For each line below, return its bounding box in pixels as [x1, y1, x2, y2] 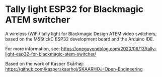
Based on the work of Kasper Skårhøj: [5, 60, 84, 66]
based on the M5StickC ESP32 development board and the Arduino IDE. [5, 36, 154, 42]
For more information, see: [5, 45, 60, 51]
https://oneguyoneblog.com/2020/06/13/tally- [61, 45, 157, 51]
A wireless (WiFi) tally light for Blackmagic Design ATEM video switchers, [5, 30, 157, 36]
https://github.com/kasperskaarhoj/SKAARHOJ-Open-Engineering [5, 66, 143, 72]
